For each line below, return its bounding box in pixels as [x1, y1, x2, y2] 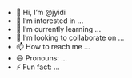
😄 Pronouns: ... [15, 53, 68, 63]
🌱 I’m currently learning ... [15, 25, 102, 33]
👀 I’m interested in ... [15, 16, 84, 25]
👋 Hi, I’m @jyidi [15, 8, 66, 17]
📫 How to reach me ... [15, 42, 90, 51]
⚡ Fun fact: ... [15, 62, 60, 72]
